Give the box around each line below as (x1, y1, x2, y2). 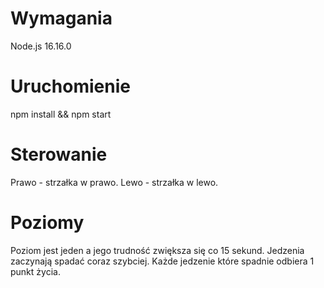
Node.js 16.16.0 (10, 40, 72, 52)
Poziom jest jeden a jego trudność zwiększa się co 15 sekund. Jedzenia (10, 244, 305, 256)
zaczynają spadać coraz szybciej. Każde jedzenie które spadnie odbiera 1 (10, 255, 315, 267)
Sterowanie (10, 143, 108, 166)
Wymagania (10, 7, 113, 30)
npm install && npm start (10, 108, 112, 120)
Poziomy (10, 212, 85, 234)
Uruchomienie (10, 75, 131, 98)
